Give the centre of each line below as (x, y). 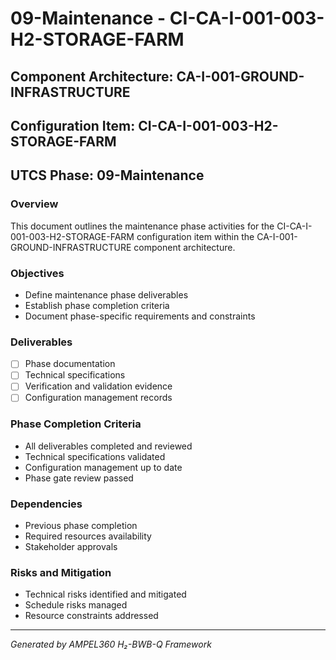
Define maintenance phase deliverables (106, 294)
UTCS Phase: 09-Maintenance (107, 175)
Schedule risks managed (76, 605)
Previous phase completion (81, 526)
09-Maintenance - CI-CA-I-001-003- (167, 18)
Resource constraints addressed (91, 616)
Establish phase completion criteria (97, 305)
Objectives (37, 273)
